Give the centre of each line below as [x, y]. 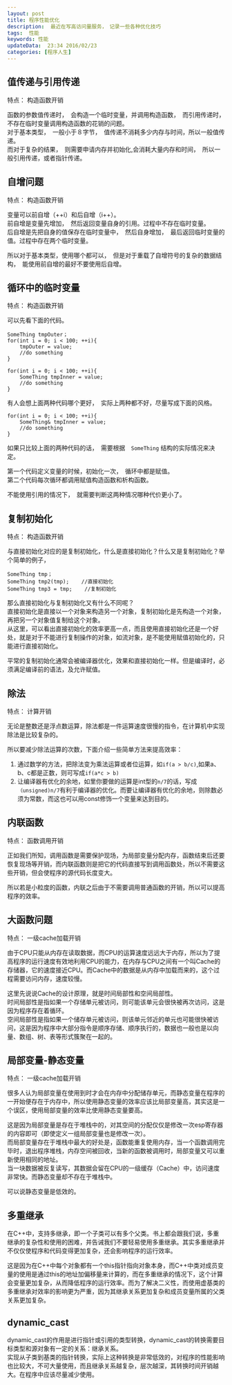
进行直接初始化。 [37, 646]
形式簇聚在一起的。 [88, 1036]
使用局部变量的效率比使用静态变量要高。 [88, 1110]
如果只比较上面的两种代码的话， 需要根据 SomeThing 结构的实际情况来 [108, 448]
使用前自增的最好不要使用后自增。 [77, 264]
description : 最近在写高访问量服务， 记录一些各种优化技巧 [84, 26]
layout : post [26, 13]
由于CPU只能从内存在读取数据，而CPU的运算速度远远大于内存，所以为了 [111, 952]
